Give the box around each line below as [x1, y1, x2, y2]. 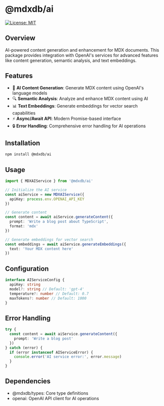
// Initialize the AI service [5, 187, 67, 192]
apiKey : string [9, 282, 41, 287]
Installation [5, 139, 40, 147]
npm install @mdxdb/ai [5, 152, 52, 157]
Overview [5, 34, 36, 42]
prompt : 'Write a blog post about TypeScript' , [9, 219, 109, 224]
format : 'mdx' [9, 224, 38, 229]
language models [12, 90, 48, 96]
